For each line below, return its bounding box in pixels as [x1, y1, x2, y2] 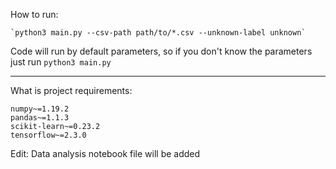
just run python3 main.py [10, 56, 112, 68]
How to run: [10, 9, 59, 20]
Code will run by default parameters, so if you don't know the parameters [10, 45, 313, 57]
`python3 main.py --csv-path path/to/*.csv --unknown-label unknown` [10, 28, 307, 38]
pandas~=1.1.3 [10, 113, 70, 123]
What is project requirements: [10, 85, 133, 96]
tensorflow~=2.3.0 [10, 130, 87, 140]
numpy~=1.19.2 [10, 104, 70, 114]
